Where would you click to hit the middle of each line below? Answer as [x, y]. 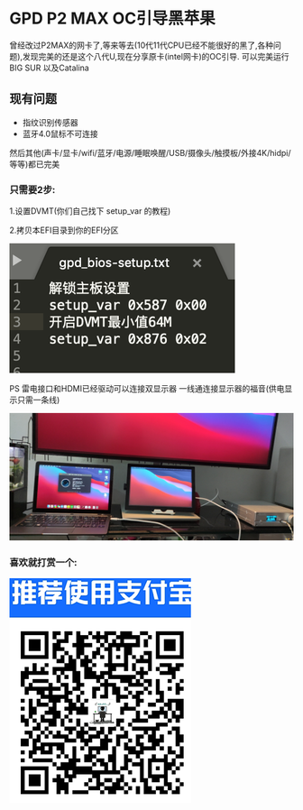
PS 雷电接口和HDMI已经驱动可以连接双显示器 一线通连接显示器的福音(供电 [147, 389]
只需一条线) [38, 400]
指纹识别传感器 [50, 122]
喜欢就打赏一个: [43, 563]
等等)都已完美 [35, 164]
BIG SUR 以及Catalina [50, 68]
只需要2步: [32, 189]
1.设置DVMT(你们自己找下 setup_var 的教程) [90, 211]
